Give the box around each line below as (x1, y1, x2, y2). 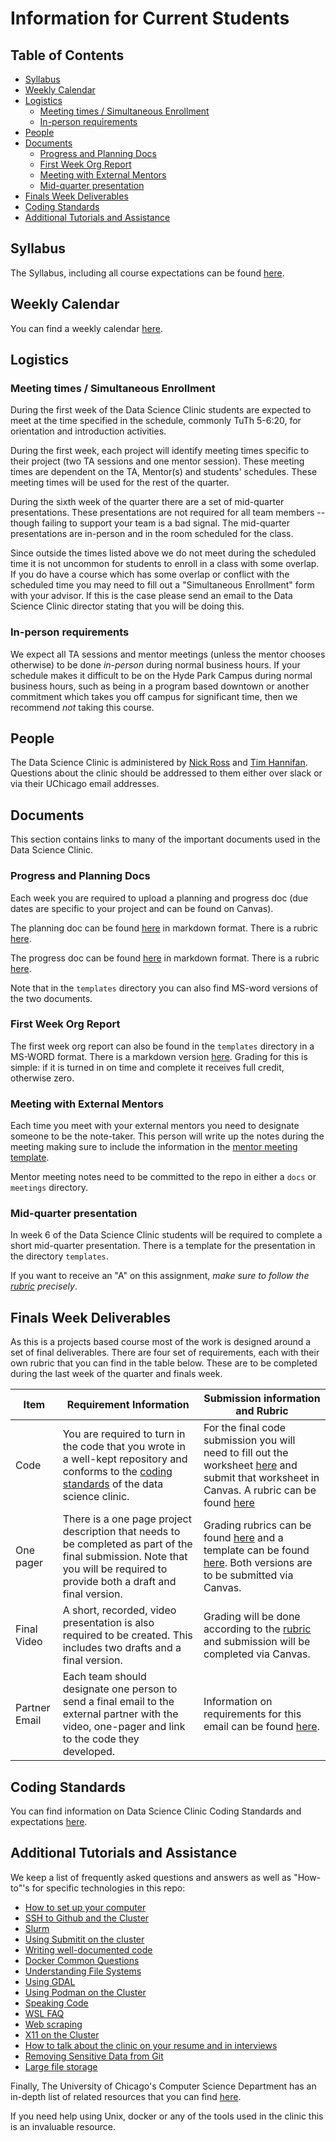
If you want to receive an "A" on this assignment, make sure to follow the (10, 1270, 310, 1282)
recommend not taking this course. (10, 701, 155, 713)
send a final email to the (62, 1695, 175, 1709)
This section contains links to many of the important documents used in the (10, 833, 321, 846)
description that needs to (62, 1525, 181, 1539)
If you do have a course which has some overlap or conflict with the (10, 568, 290, 581)
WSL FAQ (24, 2007, 65, 2019)
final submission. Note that (62, 1550, 188, 1564)
